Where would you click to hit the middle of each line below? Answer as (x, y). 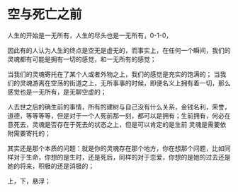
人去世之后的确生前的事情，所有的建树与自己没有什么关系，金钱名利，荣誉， (119, 107)
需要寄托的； (32, 133)
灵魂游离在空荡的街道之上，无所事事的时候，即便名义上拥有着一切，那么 (125, 83)
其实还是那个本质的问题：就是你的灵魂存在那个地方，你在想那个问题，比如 (116, 148)
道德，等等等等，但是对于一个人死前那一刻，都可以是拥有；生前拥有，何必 (116, 115)
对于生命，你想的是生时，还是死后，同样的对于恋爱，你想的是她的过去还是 (122, 157)
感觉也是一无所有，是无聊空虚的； (57, 92)
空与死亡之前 (45, 14)
